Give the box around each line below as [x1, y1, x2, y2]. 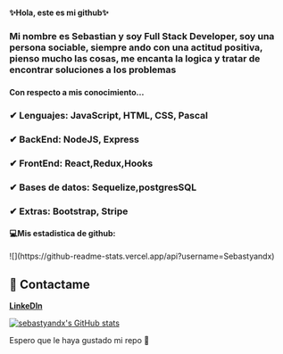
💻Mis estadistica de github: [9, 227, 116, 238]
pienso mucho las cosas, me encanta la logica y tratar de [9, 52, 261, 64]
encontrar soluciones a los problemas [9, 63, 177, 76]
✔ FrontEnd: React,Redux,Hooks [9, 157, 154, 169]
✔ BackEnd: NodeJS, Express [9, 134, 140, 146]
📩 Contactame [9, 276, 91, 292]
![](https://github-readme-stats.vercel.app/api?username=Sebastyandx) [9, 251, 275, 262]
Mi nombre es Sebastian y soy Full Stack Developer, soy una [9, 29, 275, 42]
